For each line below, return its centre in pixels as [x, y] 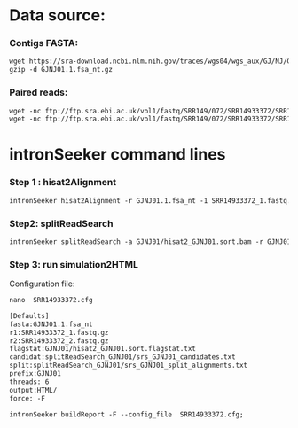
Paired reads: [39, 92]
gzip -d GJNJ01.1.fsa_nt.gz [61, 70]
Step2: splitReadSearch [61, 223]
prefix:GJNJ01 [35, 374]
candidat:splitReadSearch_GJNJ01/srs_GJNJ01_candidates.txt [123, 357]
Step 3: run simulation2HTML [74, 264]
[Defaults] [29, 315]
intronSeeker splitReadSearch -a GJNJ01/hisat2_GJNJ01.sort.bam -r [137, 241]
